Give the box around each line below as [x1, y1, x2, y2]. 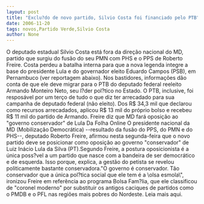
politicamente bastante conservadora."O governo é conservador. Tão [6, 165, 180, 172]
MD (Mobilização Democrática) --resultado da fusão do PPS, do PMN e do [6, 126, 193, 133]
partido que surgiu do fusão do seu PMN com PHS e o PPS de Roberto [6, 55, 183, 62]
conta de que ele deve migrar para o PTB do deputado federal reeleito [6, 80, 182, 88]
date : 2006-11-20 [6, 20, 50, 26]
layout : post [6, 9, 39, 15]
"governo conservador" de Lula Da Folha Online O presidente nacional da [6, 119, 190, 127]
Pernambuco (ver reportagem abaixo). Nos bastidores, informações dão [6, 74, 187, 82]
